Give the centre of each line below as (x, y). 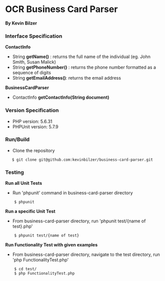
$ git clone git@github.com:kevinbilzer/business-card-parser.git (82, 160)
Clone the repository (33, 150)
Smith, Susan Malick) (34, 62)
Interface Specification (34, 36)
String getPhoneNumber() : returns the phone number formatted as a (84, 67)
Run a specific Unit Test (30, 211)
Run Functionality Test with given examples (51, 245)
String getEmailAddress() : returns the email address (67, 78)
